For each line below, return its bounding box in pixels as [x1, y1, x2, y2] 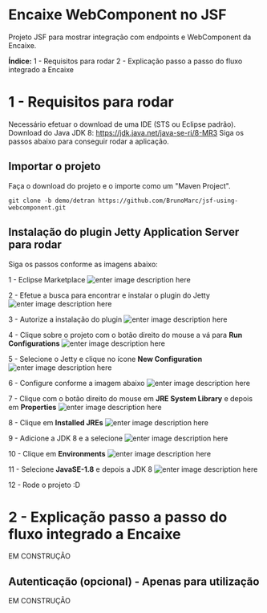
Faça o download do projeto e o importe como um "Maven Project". [8, 181, 231, 190]
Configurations [8, 339, 60, 348]
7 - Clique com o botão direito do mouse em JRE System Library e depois [8, 393, 253, 403]
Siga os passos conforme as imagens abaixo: [8, 259, 158, 269]
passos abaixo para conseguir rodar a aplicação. [8, 136, 170, 146]
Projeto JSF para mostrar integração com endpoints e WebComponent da [8, 32, 252, 42]
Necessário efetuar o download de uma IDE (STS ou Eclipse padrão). [8, 119, 237, 129]
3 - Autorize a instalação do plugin [8, 315, 123, 324]
